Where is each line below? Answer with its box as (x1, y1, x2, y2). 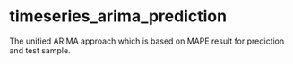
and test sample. (9, 44, 71, 55)
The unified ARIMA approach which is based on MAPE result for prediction (9, 36, 285, 46)
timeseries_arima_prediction (9, 6, 227, 27)
